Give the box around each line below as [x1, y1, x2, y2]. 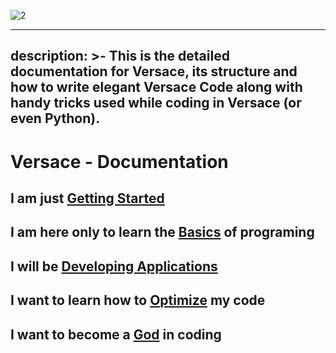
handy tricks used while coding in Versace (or [10, 95, 302, 112]
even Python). [10, 110, 101, 127]
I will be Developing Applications [10, 258, 218, 275]
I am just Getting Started [10, 190, 165, 207]
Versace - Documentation [10, 150, 229, 173]
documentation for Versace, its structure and [10, 63, 298, 80]
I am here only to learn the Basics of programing [10, 224, 315, 241]
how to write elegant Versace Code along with [10, 79, 303, 96]
